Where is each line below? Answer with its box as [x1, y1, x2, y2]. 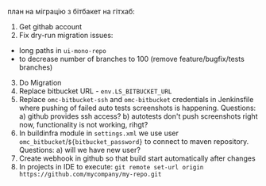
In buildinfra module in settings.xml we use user [18, 128, 179, 138]
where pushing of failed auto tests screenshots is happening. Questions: [18, 103, 256, 112]
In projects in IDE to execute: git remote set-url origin [18, 162, 204, 171]
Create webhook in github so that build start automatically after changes [18, 154, 256, 163]
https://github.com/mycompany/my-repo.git [18, 170, 162, 178]
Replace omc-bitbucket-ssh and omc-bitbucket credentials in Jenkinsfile [18, 95, 254, 104]
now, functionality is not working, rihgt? [18, 120, 148, 129]
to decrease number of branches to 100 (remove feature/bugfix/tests [18, 55, 245, 63]
